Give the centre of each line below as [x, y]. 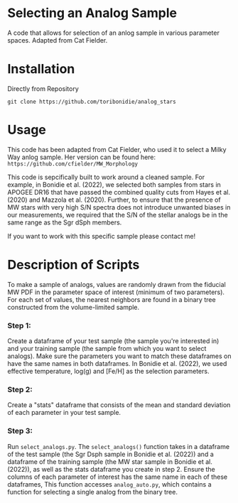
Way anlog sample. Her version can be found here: [82, 157]
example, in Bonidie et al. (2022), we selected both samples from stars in [114, 184]
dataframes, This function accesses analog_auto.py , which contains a [109, 484]
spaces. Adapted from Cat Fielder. [58, 40]
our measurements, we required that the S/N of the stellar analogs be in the [118, 215]
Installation [41, 69]
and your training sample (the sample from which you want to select [107, 349]
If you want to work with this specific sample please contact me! [102, 236]
